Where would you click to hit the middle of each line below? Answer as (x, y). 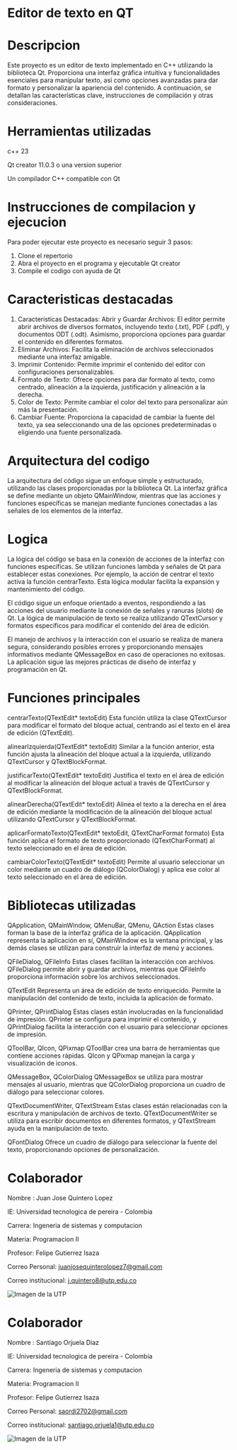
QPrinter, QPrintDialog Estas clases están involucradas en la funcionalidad (115, 1012)
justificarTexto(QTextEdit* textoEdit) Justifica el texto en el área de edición (116, 775)
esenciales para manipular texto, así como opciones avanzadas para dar (113, 80)
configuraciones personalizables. (66, 372)
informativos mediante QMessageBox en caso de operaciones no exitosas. (116, 654)
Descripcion (44, 46)
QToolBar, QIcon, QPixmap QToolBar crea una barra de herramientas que (114, 1048)
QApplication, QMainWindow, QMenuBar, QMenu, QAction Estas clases (111, 925)
